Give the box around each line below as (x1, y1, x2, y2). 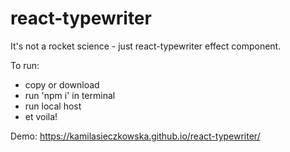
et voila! (24, 110, 58, 122)
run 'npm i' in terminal (24, 89, 116, 101)
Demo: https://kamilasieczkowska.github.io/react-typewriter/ (10, 130, 261, 142)
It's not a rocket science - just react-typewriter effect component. (10, 40, 282, 52)
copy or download (24, 78, 100, 91)
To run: (10, 59, 40, 71)
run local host (24, 100, 82, 112)
